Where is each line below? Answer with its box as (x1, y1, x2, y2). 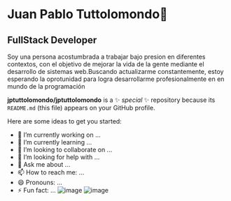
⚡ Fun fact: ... (17, 186, 56, 194)
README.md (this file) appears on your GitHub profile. (7, 104, 155, 112)
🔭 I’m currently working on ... (17, 131, 101, 139)
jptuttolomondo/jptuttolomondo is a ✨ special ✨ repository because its (7, 96, 216, 104)
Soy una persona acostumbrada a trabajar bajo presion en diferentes (7, 52, 206, 61)
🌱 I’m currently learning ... (17, 138, 92, 146)
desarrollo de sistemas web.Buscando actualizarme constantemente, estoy (7, 68, 224, 75)
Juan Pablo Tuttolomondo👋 (7, 6, 168, 22)
